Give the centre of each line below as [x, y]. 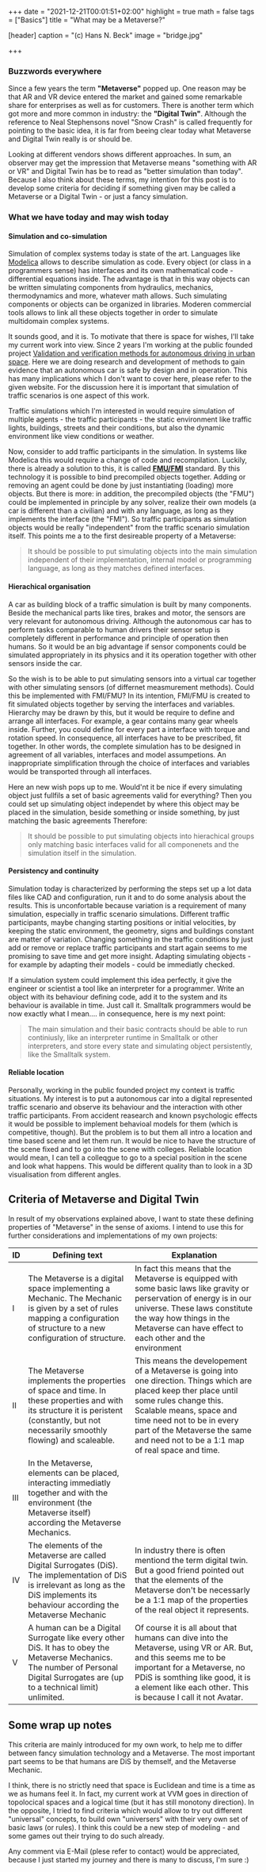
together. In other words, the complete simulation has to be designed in [125, 746]
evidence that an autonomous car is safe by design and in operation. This [128, 370]
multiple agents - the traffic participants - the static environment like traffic [130, 419]
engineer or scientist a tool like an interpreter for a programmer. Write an [126, 988]
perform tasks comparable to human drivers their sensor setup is [114, 630]
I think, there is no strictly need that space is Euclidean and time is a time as [132, 1785]
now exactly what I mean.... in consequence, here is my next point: [117, 1013]
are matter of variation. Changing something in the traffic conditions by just [131, 939]
